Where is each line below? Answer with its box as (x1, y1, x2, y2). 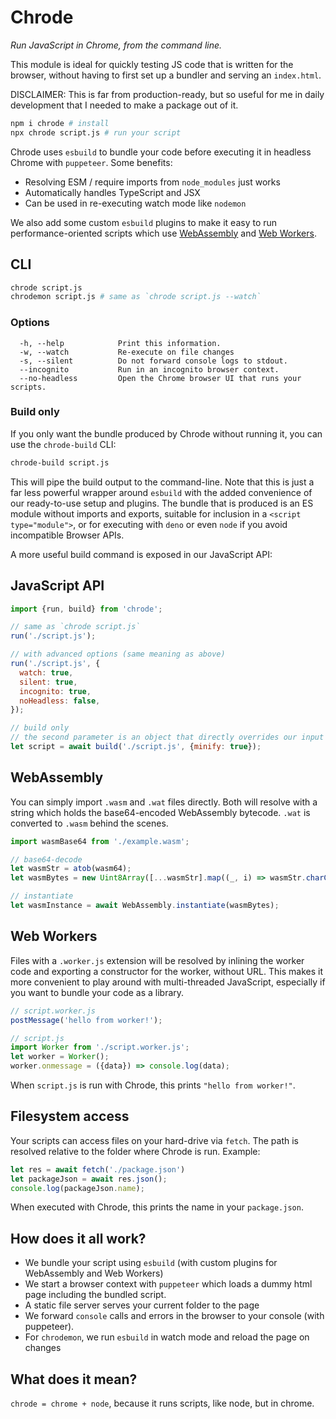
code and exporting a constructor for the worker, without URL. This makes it (10, 965, 323, 977)
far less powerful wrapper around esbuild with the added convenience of (10, 486, 313, 498)
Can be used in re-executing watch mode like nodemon (24, 197, 247, 209)
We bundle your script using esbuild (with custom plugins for (24, 1257, 278, 1269)
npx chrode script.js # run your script (10, 127, 182, 138)
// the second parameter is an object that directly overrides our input (10, 732, 325, 743)
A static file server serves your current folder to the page (24, 1299, 260, 1311)
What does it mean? (10, 1371, 138, 1388)
